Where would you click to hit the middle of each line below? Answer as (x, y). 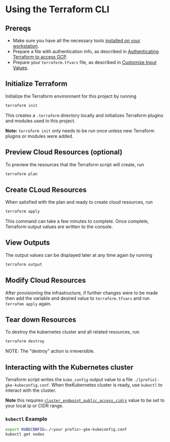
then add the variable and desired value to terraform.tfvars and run (78, 298)
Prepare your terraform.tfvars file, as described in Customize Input (85, 62)
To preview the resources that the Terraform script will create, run (75, 164)
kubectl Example (26, 419)
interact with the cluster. (31, 390)
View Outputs (28, 243)
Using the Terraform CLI (57, 9)
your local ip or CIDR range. (35, 406)
